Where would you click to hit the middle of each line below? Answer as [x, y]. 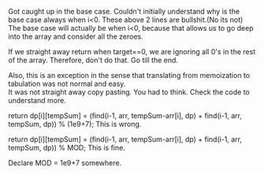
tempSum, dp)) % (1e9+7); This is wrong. [75, 124]
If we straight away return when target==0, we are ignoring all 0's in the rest [132, 52]
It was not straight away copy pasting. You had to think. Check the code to [129, 92]
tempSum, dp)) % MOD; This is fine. [67, 148]
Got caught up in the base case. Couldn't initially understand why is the [124, 11]
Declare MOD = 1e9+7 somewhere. [65, 163]
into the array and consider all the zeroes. [76, 36]
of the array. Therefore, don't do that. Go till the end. [93, 60]
